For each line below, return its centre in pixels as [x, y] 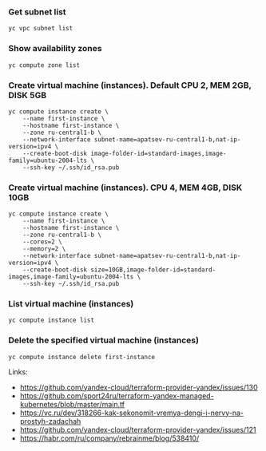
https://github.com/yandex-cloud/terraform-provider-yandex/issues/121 [138, 429]
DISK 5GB [28, 95]
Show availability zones [55, 49]
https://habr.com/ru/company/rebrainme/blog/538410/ [109, 438]
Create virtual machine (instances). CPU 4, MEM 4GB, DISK [125, 188]
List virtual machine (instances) [71, 304]
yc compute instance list [51, 320]
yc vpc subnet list [41, 29]
